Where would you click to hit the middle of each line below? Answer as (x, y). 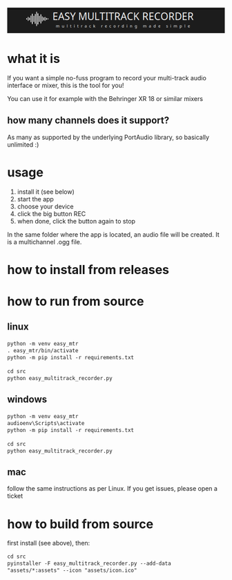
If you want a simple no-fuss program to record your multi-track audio (107, 78)
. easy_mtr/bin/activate (43, 350)
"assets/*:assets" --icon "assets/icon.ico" (72, 571)
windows (27, 400)
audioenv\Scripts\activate (46, 423)
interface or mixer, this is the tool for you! (66, 85)
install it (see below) (46, 192)
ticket (15, 496)
